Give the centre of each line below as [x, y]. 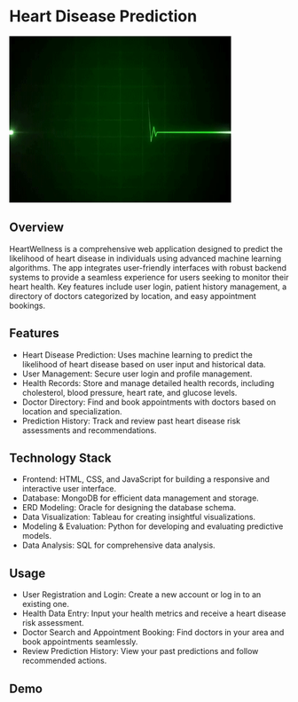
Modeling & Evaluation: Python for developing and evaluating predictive [153, 526]
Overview [37, 228]
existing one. [45, 604]
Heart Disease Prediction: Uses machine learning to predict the [137, 355]
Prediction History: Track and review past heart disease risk [131, 421]
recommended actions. [64, 661]
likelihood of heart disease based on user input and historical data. [144, 364]
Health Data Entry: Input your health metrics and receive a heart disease [154, 613]
